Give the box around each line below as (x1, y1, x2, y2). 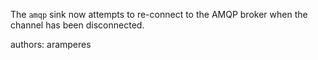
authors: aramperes (10, 39, 92, 50)
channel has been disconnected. (10, 19, 145, 31)
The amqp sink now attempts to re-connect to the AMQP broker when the (10, 9, 308, 20)
